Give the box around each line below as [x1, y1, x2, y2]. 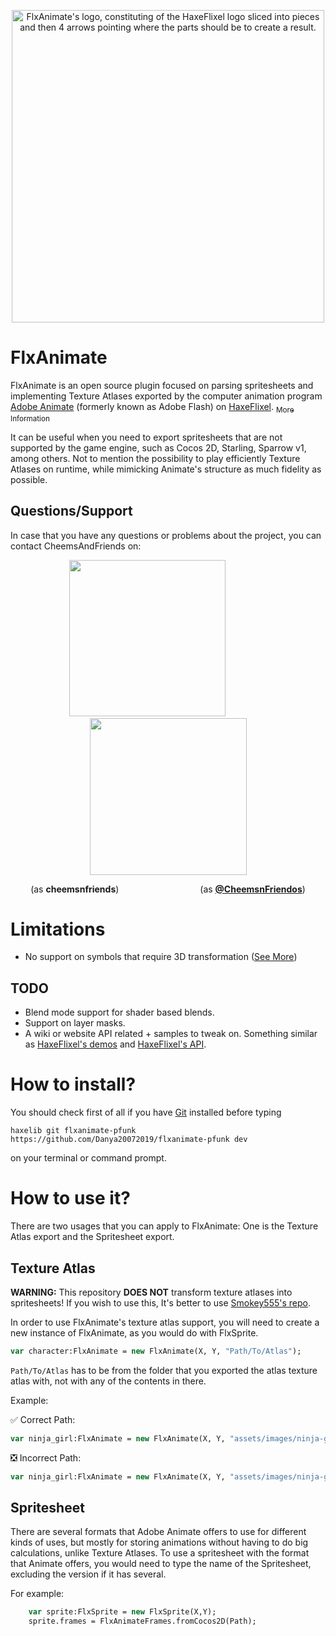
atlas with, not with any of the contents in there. [10, 1375, 207, 1387]
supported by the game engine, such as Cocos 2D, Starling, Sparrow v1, [10, 441, 307, 454]
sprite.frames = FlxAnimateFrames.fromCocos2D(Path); [28, 1616, 257, 1627]
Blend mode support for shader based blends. [24, 1006, 215, 1019]
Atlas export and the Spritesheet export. [10, 1231, 175, 1243]
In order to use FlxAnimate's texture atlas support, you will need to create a [10, 1316, 320, 1328]
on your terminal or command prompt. [10, 1152, 167, 1164]
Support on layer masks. [24, 1017, 126, 1029]
